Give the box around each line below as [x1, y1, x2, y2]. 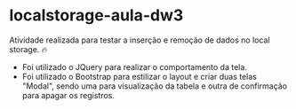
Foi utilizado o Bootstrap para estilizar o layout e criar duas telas [21, 71, 258, 82]
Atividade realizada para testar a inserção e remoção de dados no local [9, 35, 270, 45]
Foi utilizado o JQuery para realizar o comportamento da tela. [21, 61, 247, 72]
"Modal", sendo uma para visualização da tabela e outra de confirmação [21, 81, 287, 91]
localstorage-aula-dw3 [9, 5, 184, 26]
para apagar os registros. [21, 90, 116, 100]
